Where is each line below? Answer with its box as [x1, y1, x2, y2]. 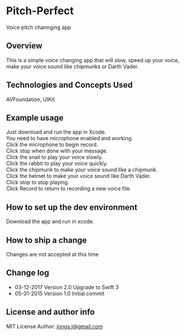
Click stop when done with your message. [6, 147, 108, 154]
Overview [6, 41, 43, 51]
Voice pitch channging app [6, 24, 71, 31]
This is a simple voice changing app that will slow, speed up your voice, [6, 56, 180, 63]
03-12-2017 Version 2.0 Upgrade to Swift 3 [14, 283, 119, 290]
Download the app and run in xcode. [6, 218, 94, 225]
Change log [6, 268, 49, 278]
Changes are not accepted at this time [6, 251, 99, 258]
